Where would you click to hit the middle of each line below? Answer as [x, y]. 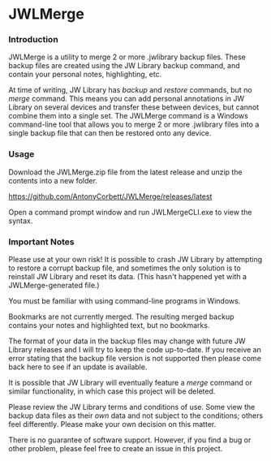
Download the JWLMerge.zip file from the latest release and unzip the [125, 172]
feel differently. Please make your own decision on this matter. [112, 424]
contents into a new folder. [53, 180]
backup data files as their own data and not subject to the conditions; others [136, 416]
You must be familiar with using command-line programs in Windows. [125, 301]
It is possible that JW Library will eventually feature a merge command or [131, 383]
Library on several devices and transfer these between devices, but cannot [134, 107]
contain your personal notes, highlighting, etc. [85, 75]
